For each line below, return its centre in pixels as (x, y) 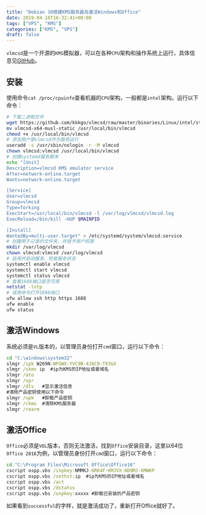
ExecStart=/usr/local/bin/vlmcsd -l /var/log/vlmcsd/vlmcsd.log (90, 213)
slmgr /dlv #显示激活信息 (39, 386)
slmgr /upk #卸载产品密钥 (39, 398)
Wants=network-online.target (44, 179)
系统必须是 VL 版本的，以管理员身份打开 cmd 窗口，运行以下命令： (86, 346)
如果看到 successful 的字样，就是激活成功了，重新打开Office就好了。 (92, 506)
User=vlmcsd (21, 197)
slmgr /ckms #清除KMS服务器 (41, 404)
